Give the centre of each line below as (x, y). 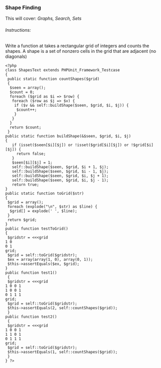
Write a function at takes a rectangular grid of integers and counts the (77, 46)
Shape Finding (23, 8)
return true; (25, 185)
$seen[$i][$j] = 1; (32, 163)
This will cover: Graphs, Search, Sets (43, 19)
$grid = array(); (25, 202)
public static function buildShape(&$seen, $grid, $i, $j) (68, 136)
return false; (31, 154)
